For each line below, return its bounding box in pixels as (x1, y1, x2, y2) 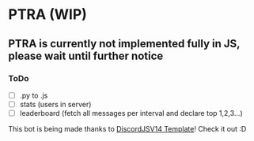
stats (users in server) (19, 99, 92, 109)
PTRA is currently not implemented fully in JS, (8, 37, 241, 50)
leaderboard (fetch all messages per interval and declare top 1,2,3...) (19, 109, 243, 117)
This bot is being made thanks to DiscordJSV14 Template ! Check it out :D (8, 124, 247, 134)
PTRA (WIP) (8, 6, 87, 24)
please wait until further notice (8, 49, 164, 62)
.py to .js (19, 91, 48, 100)
